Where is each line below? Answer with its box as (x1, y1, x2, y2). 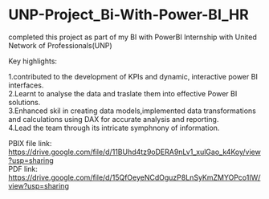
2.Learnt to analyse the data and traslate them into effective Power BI (8, 88, 238, 98)
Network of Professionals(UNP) (8, 40, 112, 50)
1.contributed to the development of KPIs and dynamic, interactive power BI (8, 71, 259, 81)
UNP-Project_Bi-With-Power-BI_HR (8, 6, 249, 24)
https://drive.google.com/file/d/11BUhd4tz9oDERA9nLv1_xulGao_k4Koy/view (8, 147, 261, 156)
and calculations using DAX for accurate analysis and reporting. (8, 114, 219, 124)
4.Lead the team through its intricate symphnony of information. (8, 123, 220, 132)
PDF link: (8, 164, 39, 173)
